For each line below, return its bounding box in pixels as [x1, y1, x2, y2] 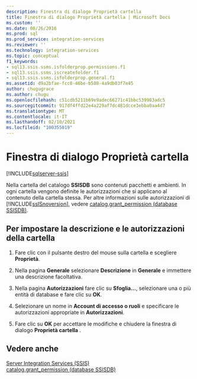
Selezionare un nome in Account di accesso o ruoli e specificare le [14, 302, 179, 309]
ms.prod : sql [6, 31, 38, 37]
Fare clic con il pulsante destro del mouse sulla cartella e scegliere [14, 249, 177, 256]
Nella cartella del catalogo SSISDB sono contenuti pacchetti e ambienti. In [6, 181, 186, 188]
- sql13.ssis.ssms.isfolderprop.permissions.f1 [6, 64, 126, 70]
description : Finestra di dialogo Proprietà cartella [6, 8, 142, 15]
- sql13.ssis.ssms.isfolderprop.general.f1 [6, 75, 115, 81]
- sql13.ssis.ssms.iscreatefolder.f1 [6, 70, 99, 75]
